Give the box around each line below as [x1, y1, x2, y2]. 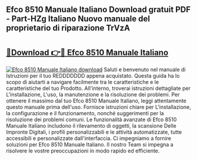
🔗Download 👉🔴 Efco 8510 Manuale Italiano [6, 47, 169, 58]
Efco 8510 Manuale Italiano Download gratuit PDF [6, 5, 191, 15]
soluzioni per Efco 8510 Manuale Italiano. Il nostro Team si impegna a [6, 141, 173, 148]
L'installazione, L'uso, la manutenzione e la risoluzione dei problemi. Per [6, 91, 181, 98]
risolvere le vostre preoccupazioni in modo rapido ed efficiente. [6, 147, 160, 154]
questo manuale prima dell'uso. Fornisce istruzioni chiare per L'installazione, [6, 104, 191, 111]
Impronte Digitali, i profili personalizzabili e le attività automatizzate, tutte [6, 129, 182, 135]
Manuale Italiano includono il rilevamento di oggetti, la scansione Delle [6, 122, 176, 129]
